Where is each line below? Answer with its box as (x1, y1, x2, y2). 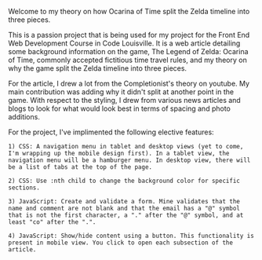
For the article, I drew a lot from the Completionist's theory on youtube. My (8, 79, 249, 88)
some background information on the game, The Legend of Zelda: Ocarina (8, 47, 249, 56)
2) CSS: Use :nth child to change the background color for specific (8, 177, 241, 185)
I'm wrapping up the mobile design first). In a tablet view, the (8, 149, 230, 157)
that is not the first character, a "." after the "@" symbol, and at (8, 211, 244, 219)
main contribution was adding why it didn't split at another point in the (8, 87, 234, 97)
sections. (8, 184, 41, 192)
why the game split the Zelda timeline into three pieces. (8, 64, 187, 73)
